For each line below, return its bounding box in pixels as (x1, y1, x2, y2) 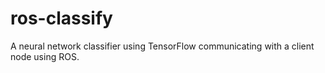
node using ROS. (10, 50, 80, 62)
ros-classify (10, 7, 113, 30)
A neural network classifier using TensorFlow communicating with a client (10, 40, 315, 52)
